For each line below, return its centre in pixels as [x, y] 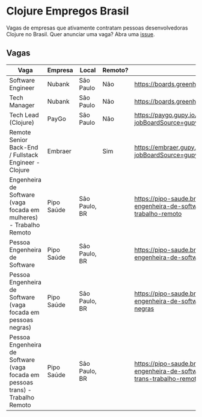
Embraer [60, 151]
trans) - [20, 390]
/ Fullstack [24, 155]
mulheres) [23, 217]
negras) [20, 327]
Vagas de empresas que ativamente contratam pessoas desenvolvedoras [97, 28]
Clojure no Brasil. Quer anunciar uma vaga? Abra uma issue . [81, 34]
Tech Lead [24, 114]
